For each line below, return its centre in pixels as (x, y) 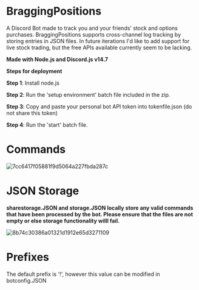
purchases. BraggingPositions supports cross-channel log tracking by (93, 34)
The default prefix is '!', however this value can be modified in (83, 274)
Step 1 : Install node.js (33, 83)
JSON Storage (43, 191)
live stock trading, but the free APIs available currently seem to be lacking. (99, 48)
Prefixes (28, 257)
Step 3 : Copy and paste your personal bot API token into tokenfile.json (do (99, 106)
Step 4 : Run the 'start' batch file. (47, 125)
